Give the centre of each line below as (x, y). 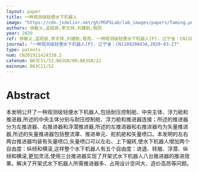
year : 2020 (19, 33)
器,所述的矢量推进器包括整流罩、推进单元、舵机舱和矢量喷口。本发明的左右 (97, 134)
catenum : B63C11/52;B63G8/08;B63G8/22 (54, 60)
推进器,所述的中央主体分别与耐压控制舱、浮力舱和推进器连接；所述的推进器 (97, 119)
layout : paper (24, 11)
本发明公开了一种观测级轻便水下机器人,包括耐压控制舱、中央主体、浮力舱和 (97, 112)
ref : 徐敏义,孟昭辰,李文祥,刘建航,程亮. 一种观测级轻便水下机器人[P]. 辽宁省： (93, 39)
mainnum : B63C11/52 (30, 66)
